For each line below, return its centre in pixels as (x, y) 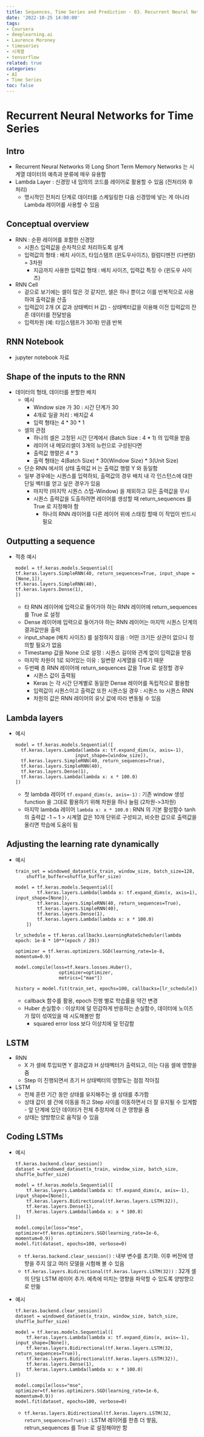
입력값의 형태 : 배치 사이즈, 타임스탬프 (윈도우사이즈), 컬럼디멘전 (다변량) (110, 255)
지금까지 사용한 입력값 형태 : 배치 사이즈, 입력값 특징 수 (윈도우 (107, 270)
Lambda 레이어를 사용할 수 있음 (62, 204)
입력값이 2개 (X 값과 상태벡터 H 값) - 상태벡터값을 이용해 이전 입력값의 (107, 307)
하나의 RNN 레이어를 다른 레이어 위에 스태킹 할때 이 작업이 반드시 (119, 514)
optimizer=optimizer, (86, 973)
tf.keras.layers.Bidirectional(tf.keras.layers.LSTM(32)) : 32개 (107, 1271)
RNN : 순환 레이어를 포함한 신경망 (55, 239)
